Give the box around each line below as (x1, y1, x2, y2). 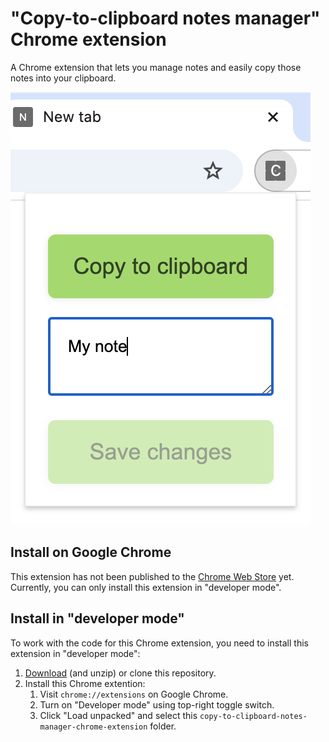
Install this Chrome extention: (24, 677, 146, 689)
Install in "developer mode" (10, 610, 185, 627)
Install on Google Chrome (10, 544, 172, 561)
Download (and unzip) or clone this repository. (24, 667, 217, 679)
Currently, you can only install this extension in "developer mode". (10, 581, 282, 593)
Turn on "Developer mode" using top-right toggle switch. (39, 698, 275, 711)
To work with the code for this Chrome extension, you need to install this (10, 637, 309, 649)
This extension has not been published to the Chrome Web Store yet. (10, 570, 295, 582)
